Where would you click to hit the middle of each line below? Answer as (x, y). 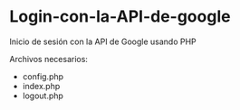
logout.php (43, 96)
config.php (43, 76)
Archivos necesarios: (49, 59)
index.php (41, 86)
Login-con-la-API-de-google (120, 17)
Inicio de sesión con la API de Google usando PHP (103, 41)
